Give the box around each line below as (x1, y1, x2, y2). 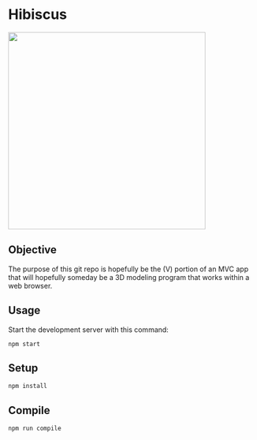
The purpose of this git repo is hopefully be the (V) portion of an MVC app (8, 264, 249, 274)
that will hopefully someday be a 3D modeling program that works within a (8, 272, 250, 282)
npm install (8, 382, 47, 390)
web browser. (8, 281, 53, 290)
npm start (8, 340, 41, 348)
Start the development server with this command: (8, 325, 169, 334)
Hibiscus (8, 6, 68, 24)
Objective (8, 243, 58, 257)
